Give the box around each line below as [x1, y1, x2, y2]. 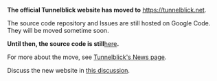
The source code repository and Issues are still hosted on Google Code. [7, 19, 211, 27]
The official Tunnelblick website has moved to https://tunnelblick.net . [7, 6, 207, 14]
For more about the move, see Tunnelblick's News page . [7, 53, 167, 61]
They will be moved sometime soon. [7, 27, 109, 34]
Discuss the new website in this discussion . [7, 67, 130, 74]
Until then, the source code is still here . [7, 40, 119, 47]
